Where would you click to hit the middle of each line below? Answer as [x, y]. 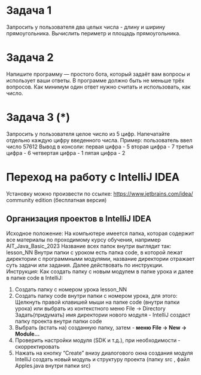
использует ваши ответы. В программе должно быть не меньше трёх [95, 80]
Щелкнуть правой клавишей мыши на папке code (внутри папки [97, 302]
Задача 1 [29, 10]
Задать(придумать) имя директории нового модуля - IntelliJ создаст [103, 315]
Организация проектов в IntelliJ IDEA [79, 219]
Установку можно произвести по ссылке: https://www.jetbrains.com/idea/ [100, 193]
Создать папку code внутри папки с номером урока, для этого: [96, 295]
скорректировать [37, 346]
